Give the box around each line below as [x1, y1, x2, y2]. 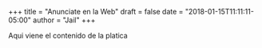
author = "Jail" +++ [33, 15, 96, 25]
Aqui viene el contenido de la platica [8, 31, 128, 40]
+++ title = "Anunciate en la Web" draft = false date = [8, 7, 184, 16]
